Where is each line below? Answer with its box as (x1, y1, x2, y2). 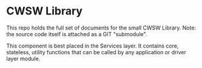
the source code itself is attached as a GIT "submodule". (6, 30, 147, 37)
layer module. (6, 55, 41, 62)
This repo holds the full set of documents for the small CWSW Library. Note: (6, 24, 197, 31)
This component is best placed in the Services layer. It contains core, (6, 42, 179, 49)
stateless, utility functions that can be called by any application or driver (6, 48, 186, 55)
